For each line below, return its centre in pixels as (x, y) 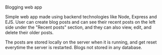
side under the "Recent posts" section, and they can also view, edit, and (78, 27)
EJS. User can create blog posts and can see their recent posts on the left (80, 22)
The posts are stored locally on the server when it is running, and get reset (81, 42)
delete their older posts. (29, 32)
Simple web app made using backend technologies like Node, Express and (81, 17)
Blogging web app (24, 7)
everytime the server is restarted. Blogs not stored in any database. (74, 47)
